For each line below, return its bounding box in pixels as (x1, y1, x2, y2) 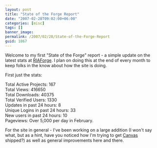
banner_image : (5, 30, 34, 35)
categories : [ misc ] (5, 20, 45, 26)
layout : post (5, 7, 32, 12)
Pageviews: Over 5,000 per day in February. (5, 117, 94, 123)
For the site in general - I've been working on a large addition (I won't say (5, 127, 152, 133)
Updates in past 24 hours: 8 (5, 102, 61, 108)
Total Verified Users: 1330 (5, 97, 57, 103)
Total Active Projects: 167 (5, 81, 56, 87)
